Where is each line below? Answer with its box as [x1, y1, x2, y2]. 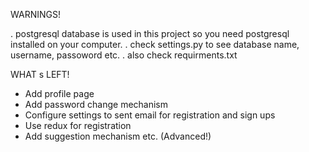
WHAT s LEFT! [10, 69, 70, 80]
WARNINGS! [10, 9, 61, 20]
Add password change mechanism [24, 99, 169, 110]
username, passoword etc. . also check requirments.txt [10, 49, 238, 61]
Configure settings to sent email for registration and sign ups [24, 109, 276, 121]
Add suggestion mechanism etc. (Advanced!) [24, 130, 212, 142]
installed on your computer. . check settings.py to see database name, [10, 39, 300, 50]
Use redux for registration [24, 120, 132, 131]
